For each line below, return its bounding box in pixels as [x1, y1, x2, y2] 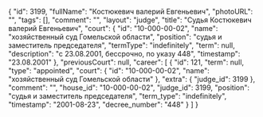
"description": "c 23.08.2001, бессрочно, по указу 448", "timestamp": [8, 49, 241, 58]
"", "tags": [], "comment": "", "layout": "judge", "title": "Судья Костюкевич [8, 15, 253, 25]
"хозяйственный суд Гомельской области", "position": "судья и [8, 32, 222, 41]
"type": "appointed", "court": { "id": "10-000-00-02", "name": [8, 66, 210, 75]
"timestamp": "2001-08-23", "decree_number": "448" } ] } [8, 99, 199, 109]
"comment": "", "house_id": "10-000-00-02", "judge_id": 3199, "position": [8, 83, 249, 92]
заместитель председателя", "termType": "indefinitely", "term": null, [8, 41, 235, 50]
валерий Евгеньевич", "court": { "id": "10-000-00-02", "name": [8, 24, 218, 33]
